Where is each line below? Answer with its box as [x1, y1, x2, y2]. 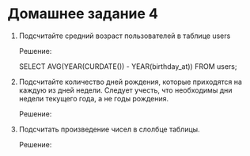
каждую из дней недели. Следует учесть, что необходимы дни [18, 85, 233, 95]
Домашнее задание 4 [7, 5, 159, 23]
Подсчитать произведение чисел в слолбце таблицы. [18, 124, 200, 134]
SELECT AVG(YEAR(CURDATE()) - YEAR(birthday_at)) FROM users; [18, 61, 237, 71]
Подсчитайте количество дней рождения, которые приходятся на [18, 77, 243, 86]
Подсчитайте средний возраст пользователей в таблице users [18, 31, 231, 40]
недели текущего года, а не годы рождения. [18, 93, 169, 103]
